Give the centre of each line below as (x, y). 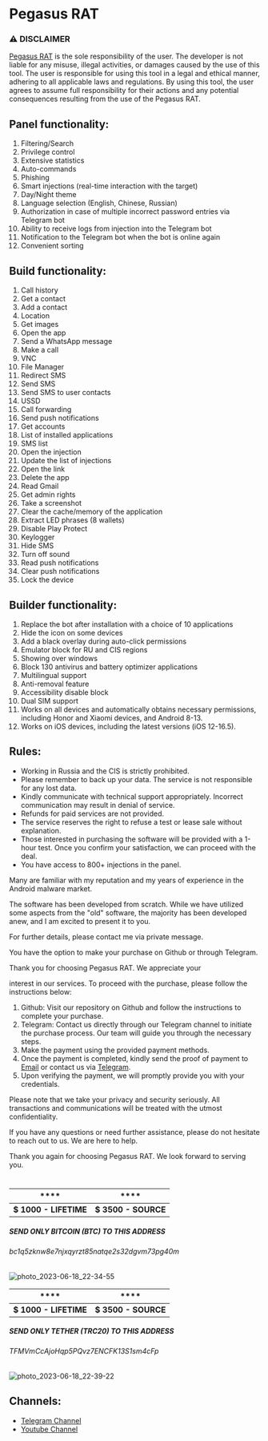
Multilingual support (54, 675)
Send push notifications (60, 418)
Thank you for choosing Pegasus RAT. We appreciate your (105, 967)
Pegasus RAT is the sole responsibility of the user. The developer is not (126, 56)
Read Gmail (40, 486)
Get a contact (43, 299)
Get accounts (43, 426)
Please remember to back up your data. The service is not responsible (136, 779)
